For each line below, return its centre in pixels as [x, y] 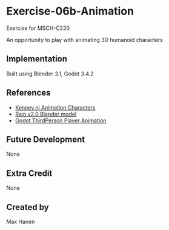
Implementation [37, 59]
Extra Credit [29, 173]
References [28, 93]
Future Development [46, 139]
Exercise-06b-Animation [70, 11]
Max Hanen [21, 221]
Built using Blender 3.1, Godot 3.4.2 [50, 74]
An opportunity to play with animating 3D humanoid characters [85, 40]
